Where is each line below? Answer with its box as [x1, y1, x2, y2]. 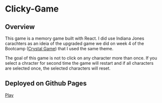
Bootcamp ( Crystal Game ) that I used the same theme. [5, 46, 114, 51]
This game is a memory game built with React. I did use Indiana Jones [5, 35, 145, 41]
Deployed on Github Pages [5, 79, 87, 88]
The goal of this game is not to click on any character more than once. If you [5, 55, 157, 61]
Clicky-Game [5, 3, 59, 15]
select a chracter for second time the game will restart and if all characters [5, 60, 154, 66]
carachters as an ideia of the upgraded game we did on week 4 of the [5, 41, 144, 46]
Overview [5, 23, 35, 31]
